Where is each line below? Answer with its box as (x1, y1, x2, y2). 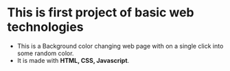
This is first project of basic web (7, 5, 194, 20)
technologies (7, 19, 84, 35)
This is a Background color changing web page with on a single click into (16, 42, 224, 50)
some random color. (16, 49, 74, 57)
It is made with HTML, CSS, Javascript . (16, 56, 130, 64)
